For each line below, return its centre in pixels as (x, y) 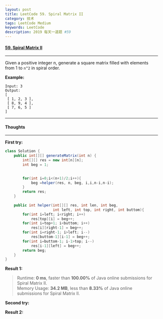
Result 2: (14, 312)
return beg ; (35, 250)
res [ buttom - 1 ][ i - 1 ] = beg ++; (60, 237)
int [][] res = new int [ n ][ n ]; (53, 160)
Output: (13, 91)
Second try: (17, 303)
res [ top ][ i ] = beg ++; (53, 219)
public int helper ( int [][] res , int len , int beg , (66, 205)
